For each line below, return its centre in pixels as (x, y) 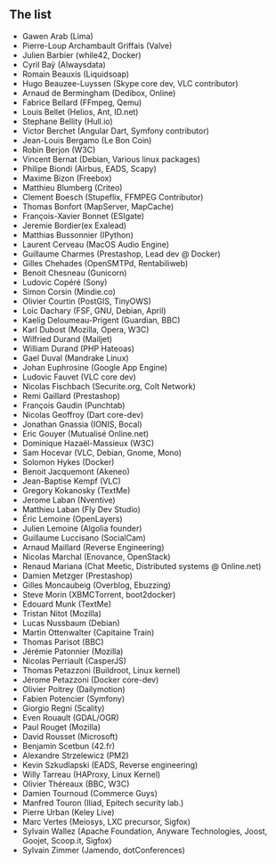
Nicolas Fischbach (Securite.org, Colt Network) (109, 386)
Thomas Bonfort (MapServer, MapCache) (98, 206)
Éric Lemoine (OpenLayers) (72, 518)
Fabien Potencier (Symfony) (73, 698)
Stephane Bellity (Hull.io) (67, 121)
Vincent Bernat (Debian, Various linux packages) (111, 159)
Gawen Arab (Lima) (57, 36)
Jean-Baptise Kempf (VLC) (72, 481)
